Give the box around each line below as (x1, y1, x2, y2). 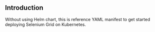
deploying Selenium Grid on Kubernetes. (5, 21, 86, 27)
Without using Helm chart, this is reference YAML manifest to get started (5, 16, 151, 22)
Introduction (5, 4, 44, 12)
